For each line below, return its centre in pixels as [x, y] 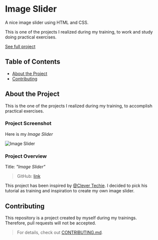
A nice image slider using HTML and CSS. [47, 22]
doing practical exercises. [31, 37]
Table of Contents [33, 62]
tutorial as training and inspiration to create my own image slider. [70, 191]
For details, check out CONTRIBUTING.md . [60, 232]
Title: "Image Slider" [25, 167]
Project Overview [26, 156]
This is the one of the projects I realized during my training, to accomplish [79, 106]
